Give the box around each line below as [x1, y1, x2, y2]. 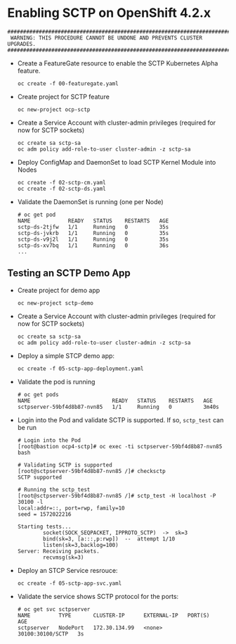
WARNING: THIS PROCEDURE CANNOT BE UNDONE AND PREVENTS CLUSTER [10, 34, 202, 42]
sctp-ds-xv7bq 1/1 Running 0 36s [17, 241, 169, 249]
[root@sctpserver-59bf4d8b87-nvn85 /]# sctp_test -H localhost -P [17, 492, 216, 499]
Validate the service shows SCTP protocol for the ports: [17, 592, 179, 600]
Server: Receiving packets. [17, 548, 100, 555]
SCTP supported [17, 474, 63, 481]
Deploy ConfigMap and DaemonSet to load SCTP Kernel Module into [17, 158, 216, 166]
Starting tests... [17, 523, 72, 530]
